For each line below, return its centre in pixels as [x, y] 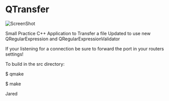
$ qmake [15, 74]
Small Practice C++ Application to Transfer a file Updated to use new [78, 33]
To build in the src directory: [35, 64]
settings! [15, 54]
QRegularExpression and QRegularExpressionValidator [63, 39]
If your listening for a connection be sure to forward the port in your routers [85, 48]
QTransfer [27, 9]
